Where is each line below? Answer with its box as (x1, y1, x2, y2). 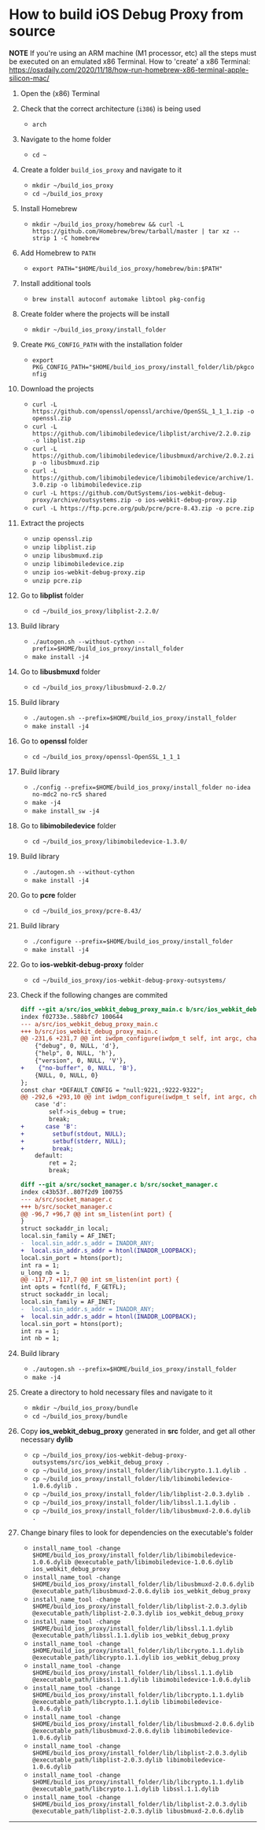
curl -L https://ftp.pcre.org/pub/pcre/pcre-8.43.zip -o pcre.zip (31, 504, 255, 513)
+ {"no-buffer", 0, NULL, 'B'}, (20, 1064, 138, 1072)
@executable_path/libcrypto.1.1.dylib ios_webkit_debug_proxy (31, 1654, 241, 1662)
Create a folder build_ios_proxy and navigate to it (20, 165, 182, 174)
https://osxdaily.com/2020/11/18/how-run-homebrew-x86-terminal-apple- (9, 65, 249, 74)
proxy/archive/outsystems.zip (31, 496, 132, 504)
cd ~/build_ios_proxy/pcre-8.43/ (31, 907, 142, 915)
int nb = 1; (20, 1335, 60, 1343)
